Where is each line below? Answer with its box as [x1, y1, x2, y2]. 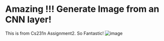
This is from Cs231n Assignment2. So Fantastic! [5, 30, 104, 36]
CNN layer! [5, 14, 52, 25]
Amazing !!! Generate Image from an [5, 3, 159, 15]
